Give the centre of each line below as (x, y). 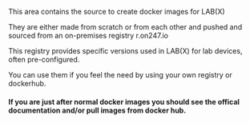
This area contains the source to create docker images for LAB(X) (117, 12)
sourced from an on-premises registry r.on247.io (88, 36)
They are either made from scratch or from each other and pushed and (125, 27)
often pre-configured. (44, 60)
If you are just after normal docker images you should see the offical (124, 101)
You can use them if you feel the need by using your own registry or (120, 75)
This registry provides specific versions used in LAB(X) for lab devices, (125, 51)
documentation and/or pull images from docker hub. (97, 110)
